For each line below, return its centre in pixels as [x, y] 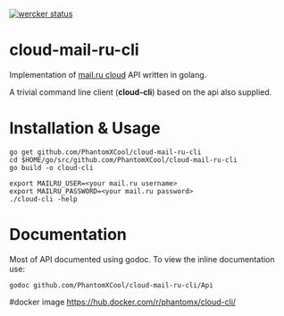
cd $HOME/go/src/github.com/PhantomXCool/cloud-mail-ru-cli [124, 160]
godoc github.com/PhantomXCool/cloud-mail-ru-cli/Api [112, 285]
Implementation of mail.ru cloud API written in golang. [108, 74]
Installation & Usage [85, 128]
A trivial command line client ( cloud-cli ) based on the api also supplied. [141, 92]
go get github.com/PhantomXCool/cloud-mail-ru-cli [105, 152]
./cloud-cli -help [43, 199]
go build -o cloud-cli [51, 167]
